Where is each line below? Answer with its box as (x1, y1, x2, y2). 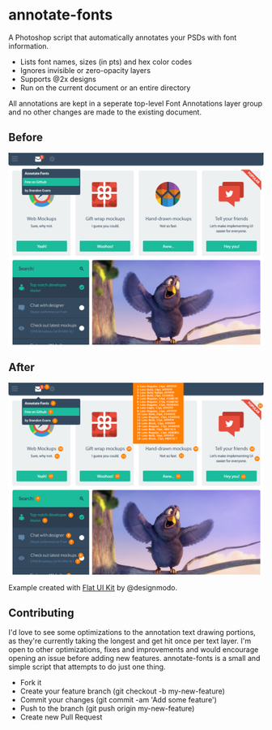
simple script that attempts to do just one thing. (8, 662, 166, 672)
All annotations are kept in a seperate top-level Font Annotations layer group (8, 98, 263, 108)
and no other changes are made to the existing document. (8, 107, 202, 117)
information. (8, 41, 49, 50)
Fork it (19, 678, 42, 688)
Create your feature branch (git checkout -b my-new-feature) (19, 686, 225, 696)
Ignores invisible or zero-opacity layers (19, 65, 151, 75)
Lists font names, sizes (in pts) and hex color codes (19, 57, 193, 67)
